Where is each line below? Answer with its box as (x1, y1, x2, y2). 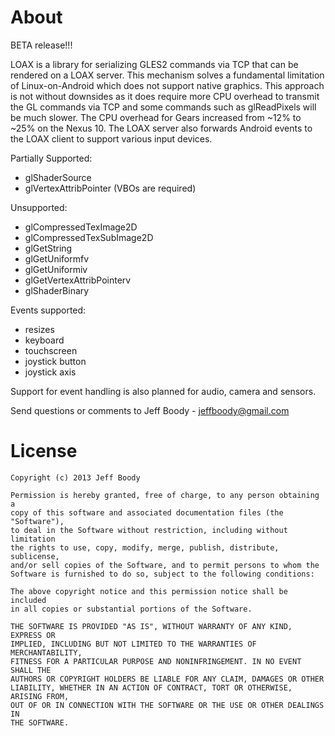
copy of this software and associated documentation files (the (10, 507, 284, 518)
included (10, 595, 47, 605)
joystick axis (24, 366, 77, 378)
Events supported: (10, 304, 87, 316)
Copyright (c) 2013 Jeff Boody (10, 472, 141, 483)
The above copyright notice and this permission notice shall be (10, 586, 288, 596)
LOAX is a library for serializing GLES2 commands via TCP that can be (10, 58, 299, 70)
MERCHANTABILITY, (10, 647, 83, 658)
